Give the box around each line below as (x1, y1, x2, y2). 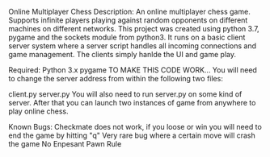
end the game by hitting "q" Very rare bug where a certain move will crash (8, 130, 256, 140)
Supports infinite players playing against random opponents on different (8, 15, 248, 25)
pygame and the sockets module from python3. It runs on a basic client (8, 32, 246, 42)
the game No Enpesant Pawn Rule (8, 139, 122, 148)
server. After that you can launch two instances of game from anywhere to (8, 98, 256, 107)
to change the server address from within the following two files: (8, 74, 224, 83)
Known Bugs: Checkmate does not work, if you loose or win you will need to (8, 122, 263, 131)
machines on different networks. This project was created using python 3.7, (8, 24, 260, 33)
